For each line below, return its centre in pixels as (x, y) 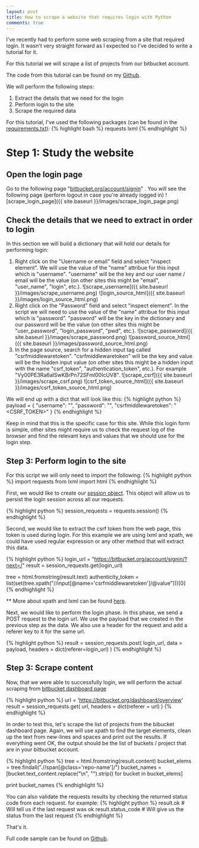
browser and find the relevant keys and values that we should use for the (95, 436)
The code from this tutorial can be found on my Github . (73, 75)
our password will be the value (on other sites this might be (87, 325)
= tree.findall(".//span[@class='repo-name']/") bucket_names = (84, 767)
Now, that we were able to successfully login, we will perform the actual (94, 682)
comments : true (25, 23)
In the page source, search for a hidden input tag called (83, 350)
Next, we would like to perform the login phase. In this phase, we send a (94, 613)
